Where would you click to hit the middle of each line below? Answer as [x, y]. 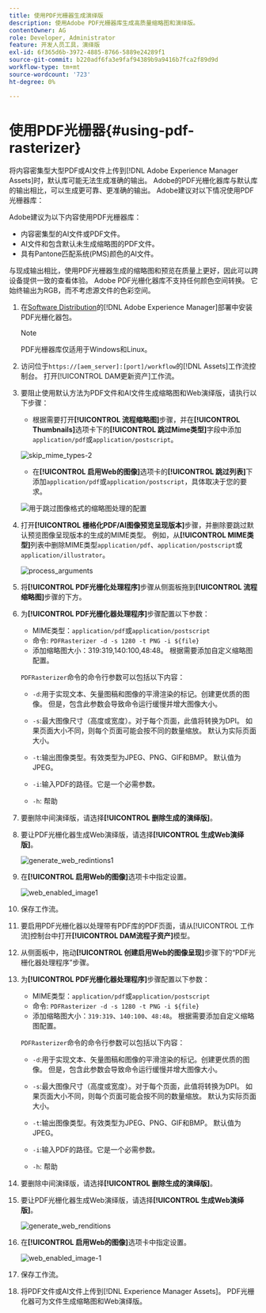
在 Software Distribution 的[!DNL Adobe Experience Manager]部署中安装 [136, 307]
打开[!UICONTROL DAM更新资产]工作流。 [111, 376]
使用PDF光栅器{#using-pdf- [102, 130]
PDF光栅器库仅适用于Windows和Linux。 [86, 349]
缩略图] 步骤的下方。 [53, 597]
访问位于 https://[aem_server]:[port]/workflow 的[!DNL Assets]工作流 [135, 366]
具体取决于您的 [216, 482]
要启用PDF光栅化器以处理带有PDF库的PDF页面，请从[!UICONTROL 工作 [137, 926]
